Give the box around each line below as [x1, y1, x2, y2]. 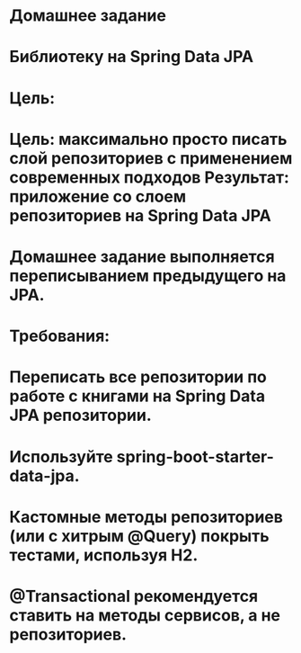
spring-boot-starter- [116, 446, 274, 467]
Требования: [9, 326, 111, 346]
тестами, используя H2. [9, 545, 199, 565]
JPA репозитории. [9, 406, 152, 425]
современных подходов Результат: [9, 167, 290, 187]
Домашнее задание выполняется [9, 246, 276, 266]
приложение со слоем [9, 186, 187, 207]
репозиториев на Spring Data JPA [9, 205, 271, 226]
